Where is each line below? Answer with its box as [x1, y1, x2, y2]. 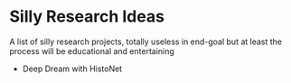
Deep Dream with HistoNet [22, 63, 123, 74]
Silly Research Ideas [9, 6, 165, 27]
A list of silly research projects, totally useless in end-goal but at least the [9, 36, 283, 47]
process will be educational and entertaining [9, 45, 174, 56]
